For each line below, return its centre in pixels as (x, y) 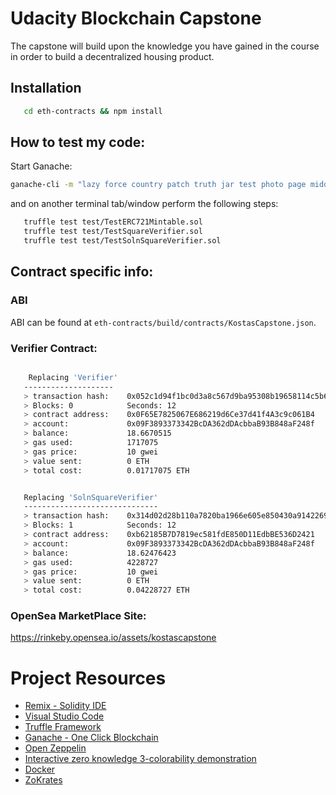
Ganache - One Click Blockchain (91, 738)
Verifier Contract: (54, 348)
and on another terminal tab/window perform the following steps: (144, 204)
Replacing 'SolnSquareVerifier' (91, 497)
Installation (46, 88)
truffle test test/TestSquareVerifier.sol (113, 232)
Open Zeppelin (55, 748)
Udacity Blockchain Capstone (136, 18)
